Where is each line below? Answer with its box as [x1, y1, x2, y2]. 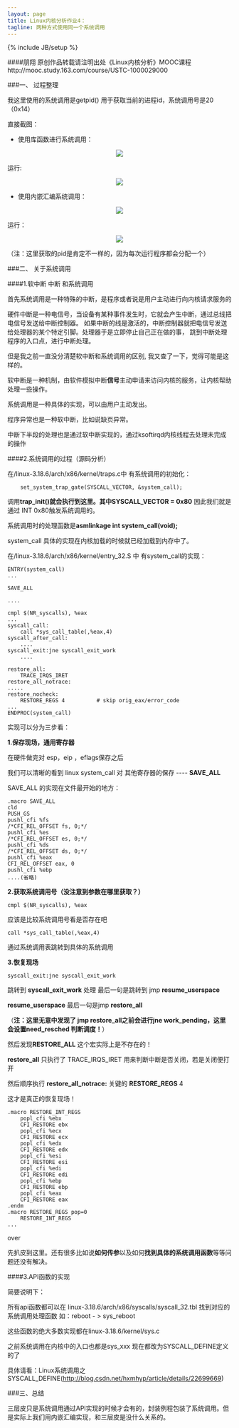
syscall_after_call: [7, 634, 69, 642]
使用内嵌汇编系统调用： [17, 192, 87, 201]
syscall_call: [7, 622, 50, 629]
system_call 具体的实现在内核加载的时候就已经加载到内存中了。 [7, 537, 193, 545]
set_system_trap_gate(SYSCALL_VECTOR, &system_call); [20, 484, 183, 491]
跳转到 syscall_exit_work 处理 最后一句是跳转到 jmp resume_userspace [7, 986, 221, 994]
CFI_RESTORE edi [20, 1171, 69, 1178]
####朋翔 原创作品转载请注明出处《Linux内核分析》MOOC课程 [7, 58, 192, 66]
